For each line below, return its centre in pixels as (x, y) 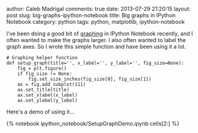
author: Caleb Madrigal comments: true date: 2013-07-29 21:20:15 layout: (99, 9)
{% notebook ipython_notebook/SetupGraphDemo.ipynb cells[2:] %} (93, 124)
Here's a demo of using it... (40, 112)
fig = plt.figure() (42, 68)
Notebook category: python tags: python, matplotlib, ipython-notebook (96, 22)
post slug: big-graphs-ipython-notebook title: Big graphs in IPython (91, 15)
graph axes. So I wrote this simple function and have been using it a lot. (96, 46)
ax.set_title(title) (43, 90)
